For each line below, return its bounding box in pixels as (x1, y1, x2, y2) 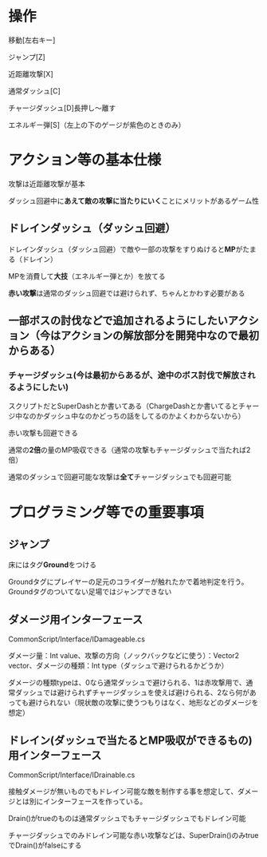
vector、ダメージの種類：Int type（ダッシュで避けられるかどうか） (8, 661, 229, 671)
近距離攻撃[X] (8, 69, 53, 78)
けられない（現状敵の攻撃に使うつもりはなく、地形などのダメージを (35, 698, 259, 708)
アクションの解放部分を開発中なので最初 (60, 329, 259, 343)
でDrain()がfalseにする (8, 840, 82, 850)
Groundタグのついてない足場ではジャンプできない (8, 587, 172, 597)
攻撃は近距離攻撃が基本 (8, 179, 85, 188)
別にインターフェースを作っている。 (29, 796, 147, 806)
